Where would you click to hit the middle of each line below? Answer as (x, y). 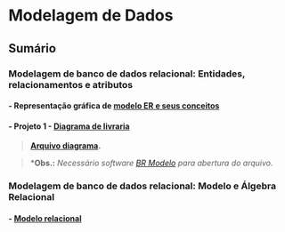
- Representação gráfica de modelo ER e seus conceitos (114, 106)
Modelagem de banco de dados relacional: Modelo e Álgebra (142, 186)
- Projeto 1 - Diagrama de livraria (69, 126)
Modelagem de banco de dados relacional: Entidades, (127, 74)
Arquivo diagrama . (65, 146)
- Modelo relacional (45, 218)
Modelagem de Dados (91, 16)
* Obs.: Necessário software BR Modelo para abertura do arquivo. (151, 163)
